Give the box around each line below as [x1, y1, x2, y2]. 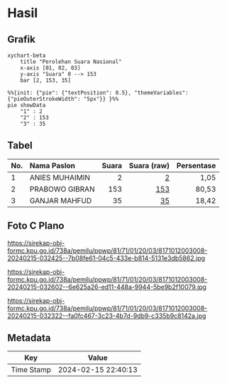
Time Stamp [11, 365, 52, 375]
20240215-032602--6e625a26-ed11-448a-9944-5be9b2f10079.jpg [7, 282, 207, 291]
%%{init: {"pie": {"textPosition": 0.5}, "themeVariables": [7, 89, 189, 97]
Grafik [7, 33, 35, 45]
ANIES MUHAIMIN [29, 172, 91, 182]
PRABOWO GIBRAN [29, 184, 95, 194]
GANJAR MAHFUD [29, 195, 92, 205]
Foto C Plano [7, 220, 65, 232]
